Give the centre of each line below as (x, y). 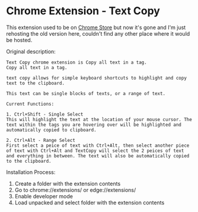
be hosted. (19, 40)
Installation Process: (31, 172)
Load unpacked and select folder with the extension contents (90, 202)
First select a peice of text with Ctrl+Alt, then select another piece (98, 145)
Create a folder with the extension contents (68, 183)
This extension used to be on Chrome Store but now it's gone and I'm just (96, 27)
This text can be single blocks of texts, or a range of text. (86, 93)
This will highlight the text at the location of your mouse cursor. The (99, 119)
